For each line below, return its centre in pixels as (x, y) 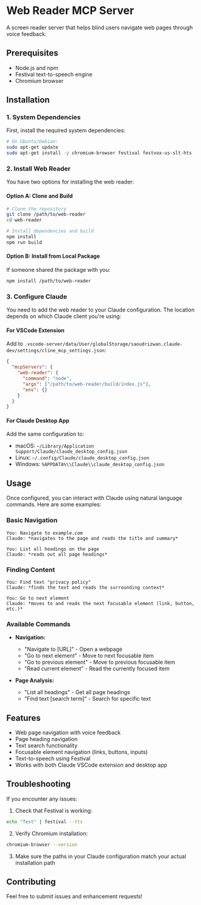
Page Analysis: (35, 681)
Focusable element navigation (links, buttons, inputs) (81, 752)
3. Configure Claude (37, 296)
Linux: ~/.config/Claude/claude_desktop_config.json (82, 458)
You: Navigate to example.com (45, 533)
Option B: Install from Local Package (53, 256)
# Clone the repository (37, 209)
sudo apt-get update (33, 147)
